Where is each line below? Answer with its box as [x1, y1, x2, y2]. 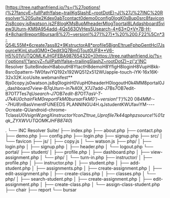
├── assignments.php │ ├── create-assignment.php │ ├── [35, 165, 162, 171]
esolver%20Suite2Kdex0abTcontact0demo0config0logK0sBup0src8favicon [5, 15, 164, 21]
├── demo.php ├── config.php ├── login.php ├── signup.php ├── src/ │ [5, 133, 163, 139]
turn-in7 [55, 85, 73, 91]
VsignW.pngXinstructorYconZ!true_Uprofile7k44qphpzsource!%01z [24, 112, 165, 118]
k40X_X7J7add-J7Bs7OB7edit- [72, 85, 136, 91]
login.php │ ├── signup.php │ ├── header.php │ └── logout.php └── [5, 144, 154, 149]
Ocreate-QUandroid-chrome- [5, 107, 67, 113]
